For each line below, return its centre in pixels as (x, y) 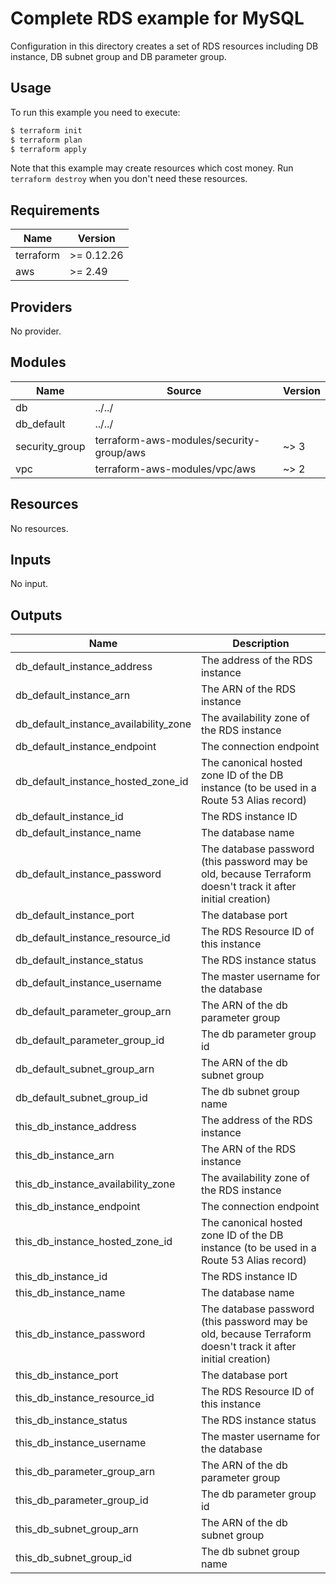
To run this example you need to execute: (95, 112)
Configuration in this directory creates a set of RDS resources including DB (164, 46)
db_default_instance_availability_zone (103, 724)
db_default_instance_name (78, 833)
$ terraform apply (48, 149)
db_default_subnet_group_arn (85, 1069)
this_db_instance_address (76, 1127)
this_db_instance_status (71, 1420)
